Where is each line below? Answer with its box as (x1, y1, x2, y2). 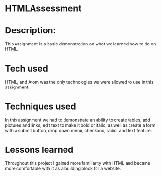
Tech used (5, 63, 48, 74)
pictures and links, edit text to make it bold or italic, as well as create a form (5, 122, 156, 128)
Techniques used (5, 101, 76, 112)
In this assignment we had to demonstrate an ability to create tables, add (5, 117, 150, 123)
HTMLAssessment (5, 3, 81, 14)
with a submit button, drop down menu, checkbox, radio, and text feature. (5, 128, 152, 133)
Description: (5, 25, 56, 36)
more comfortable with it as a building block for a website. (5, 165, 121, 171)
